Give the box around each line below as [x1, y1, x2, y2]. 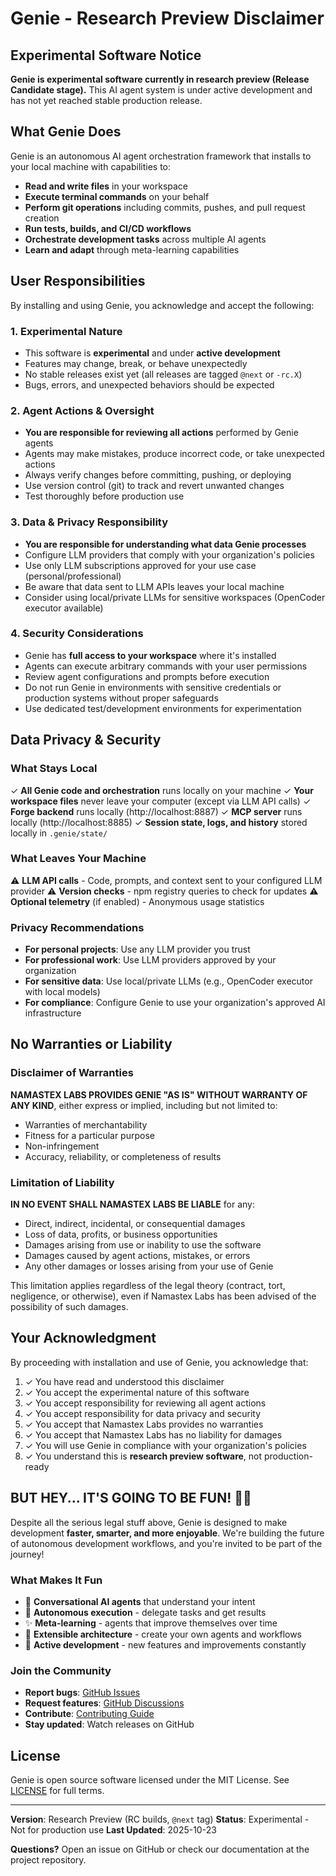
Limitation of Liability [10, 1175, 115, 1189]
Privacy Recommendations [10, 920, 145, 934]
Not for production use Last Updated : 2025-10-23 [10, 1824, 217, 1836]
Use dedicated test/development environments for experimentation [24, 702, 302, 714]
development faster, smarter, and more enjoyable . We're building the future [10, 1527, 325, 1539]
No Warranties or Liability [10, 1036, 173, 1053]
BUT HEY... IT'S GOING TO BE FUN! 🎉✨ [10, 1490, 252, 1507]
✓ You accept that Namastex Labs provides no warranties [24, 1418, 264, 1430]
